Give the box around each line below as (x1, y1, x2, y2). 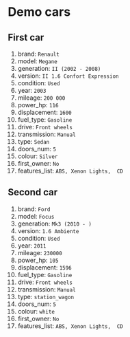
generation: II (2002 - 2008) (17, 65, 101, 72)
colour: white (17, 307, 55, 315)
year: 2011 (17, 241, 47, 250)
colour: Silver (17, 152, 58, 160)
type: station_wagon (17, 292, 75, 301)
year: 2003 (17, 87, 47, 94)
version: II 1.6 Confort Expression (17, 72, 119, 80)
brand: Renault (17, 50, 60, 58)
